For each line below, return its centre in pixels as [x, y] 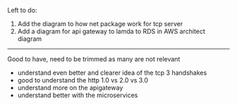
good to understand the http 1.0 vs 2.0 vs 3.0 [83, 80]
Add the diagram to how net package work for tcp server [100, 24]
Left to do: [22, 10]
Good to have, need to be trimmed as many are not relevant [94, 59]
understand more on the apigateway [70, 88]
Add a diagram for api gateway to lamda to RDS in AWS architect [111, 31]
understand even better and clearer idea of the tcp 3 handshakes [112, 73]
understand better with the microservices [78, 95]
